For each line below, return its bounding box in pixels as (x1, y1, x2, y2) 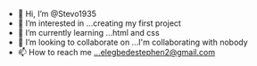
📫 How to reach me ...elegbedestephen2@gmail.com (17, 47, 216, 57)
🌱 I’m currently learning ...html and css (17, 28, 160, 37)
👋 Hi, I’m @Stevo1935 (17, 9, 96, 19)
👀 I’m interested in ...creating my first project (17, 18, 181, 29)
